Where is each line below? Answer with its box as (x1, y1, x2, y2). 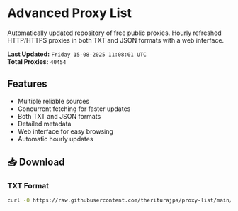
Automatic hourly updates (17, 134, 93, 143)
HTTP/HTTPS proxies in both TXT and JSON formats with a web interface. (7, 36, 225, 44)
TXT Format (7, 181, 50, 191)
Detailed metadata (17, 119, 72, 128)
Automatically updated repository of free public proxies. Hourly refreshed (7, 28, 222, 37)
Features (7, 78, 47, 90)
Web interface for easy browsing (17, 126, 113, 136)
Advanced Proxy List (7, 5, 132, 21)
